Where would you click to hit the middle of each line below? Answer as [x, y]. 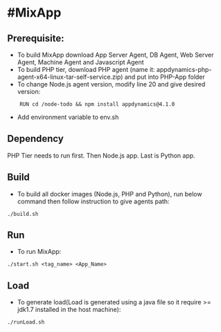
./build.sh [23, 214]
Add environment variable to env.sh [68, 117]
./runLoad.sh [26, 322]
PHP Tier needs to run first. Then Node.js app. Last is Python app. [101, 155]
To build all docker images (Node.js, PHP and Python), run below [109, 194]
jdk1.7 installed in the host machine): [69, 310]
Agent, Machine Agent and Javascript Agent [80, 62]
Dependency [35, 139]
